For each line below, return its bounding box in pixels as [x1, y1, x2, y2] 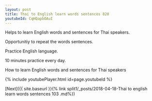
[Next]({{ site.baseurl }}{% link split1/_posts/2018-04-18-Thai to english [5, 86, 148, 92]
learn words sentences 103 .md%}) [5, 91, 75, 97]
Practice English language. [5, 48, 58, 54]
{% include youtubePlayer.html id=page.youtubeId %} [5, 76, 113, 83]
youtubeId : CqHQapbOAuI [5, 16, 53, 21]
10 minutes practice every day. [5, 58, 66, 64]
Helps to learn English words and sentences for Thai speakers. [5, 30, 130, 35]
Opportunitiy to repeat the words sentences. [5, 39, 93, 45]
